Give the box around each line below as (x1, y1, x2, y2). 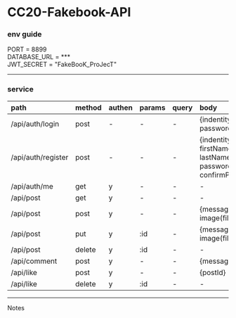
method (74, 103, 102, 113)
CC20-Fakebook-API (7, 4, 131, 20)
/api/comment (11, 256, 58, 266)
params (139, 103, 166, 113)
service (7, 84, 34, 94)
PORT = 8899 (7, 45, 47, 53)
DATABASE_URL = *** (7, 53, 71, 61)
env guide (7, 30, 42, 39)
